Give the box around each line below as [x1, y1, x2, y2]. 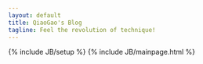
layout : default [8, 11, 61, 20]
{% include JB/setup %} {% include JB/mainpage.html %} [8, 48, 196, 57]
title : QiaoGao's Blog [8, 19, 82, 27]
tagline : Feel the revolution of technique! [8, 26, 156, 34]
